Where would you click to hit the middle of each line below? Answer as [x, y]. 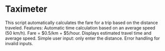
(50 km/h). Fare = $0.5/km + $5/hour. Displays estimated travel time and [78, 33]
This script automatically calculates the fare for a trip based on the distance [82, 23]
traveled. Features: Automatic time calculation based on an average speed [80, 27]
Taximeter [26, 9]
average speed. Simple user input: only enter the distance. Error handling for [82, 38]
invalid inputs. [19, 43]
